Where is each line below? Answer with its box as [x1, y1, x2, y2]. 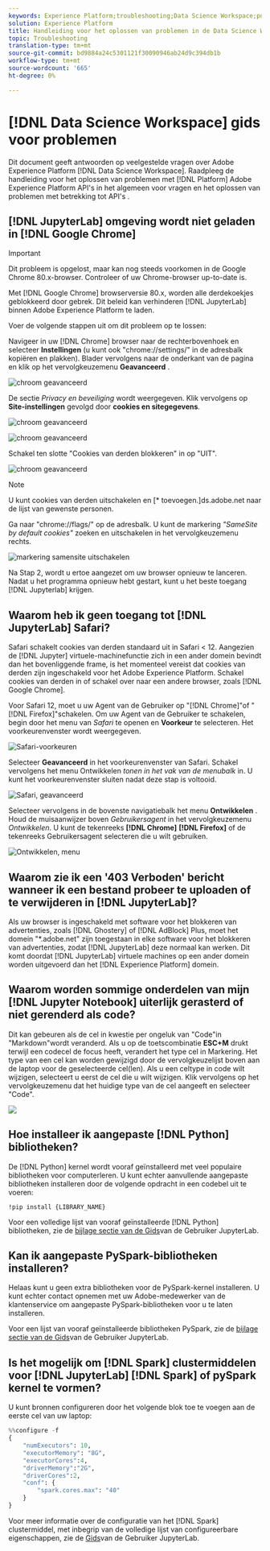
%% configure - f [8, 1426, 59, 1435]
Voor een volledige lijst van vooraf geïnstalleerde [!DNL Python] [8, 1217, 219, 1227]
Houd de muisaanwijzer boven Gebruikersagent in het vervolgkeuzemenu [8, 815, 252, 824]
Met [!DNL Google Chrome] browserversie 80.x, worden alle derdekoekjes [8, 288, 254, 298]
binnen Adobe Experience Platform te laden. [8, 305, 155, 315]
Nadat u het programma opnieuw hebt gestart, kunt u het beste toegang [8, 576, 247, 586]
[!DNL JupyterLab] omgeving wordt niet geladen [8, 214, 256, 228]
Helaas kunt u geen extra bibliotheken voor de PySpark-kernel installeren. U [8, 1283, 260, 1293]
